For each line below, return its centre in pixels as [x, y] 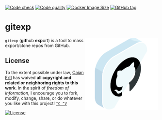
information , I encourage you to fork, [42, 93]
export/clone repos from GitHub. [38, 45]
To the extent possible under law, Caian [44, 72]
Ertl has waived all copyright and [38, 77]
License [17, 61]
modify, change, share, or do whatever [44, 98]
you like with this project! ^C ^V [36, 103]
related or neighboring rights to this [42, 83]
